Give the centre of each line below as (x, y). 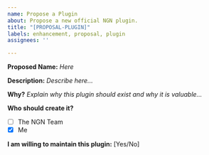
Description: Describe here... (50, 81)
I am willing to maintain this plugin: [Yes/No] (74, 144)
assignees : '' (28, 41)
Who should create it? (41, 108)
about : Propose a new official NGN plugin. (73, 21)
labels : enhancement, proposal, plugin (66, 34)
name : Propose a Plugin (43, 14)
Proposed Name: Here (41, 67)
